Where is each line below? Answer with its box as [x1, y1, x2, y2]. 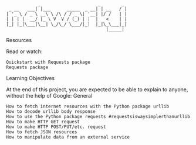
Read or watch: [6, 48, 43, 55]
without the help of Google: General [6, 92, 93, 99]
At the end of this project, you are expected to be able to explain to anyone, [6, 86, 188, 93]
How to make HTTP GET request [6, 119, 80, 125]
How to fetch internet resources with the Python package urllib [6, 103, 169, 109]
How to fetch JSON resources [6, 129, 77, 135]
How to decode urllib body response [6, 109, 96, 115]
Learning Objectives [6, 75, 55, 81]
